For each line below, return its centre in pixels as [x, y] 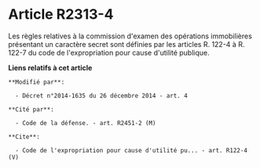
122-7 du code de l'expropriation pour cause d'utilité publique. [109, 52]
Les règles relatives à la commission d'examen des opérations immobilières [130, 36]
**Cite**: [24, 137]
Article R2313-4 [61, 14]
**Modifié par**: [37, 82]
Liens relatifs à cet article [50, 67]
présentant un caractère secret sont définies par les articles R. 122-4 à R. [126, 44]
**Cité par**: [31, 109]
